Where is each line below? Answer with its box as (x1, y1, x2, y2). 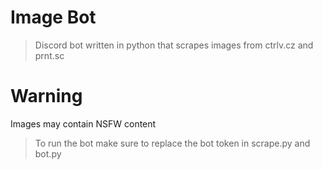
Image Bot (10, 6, 97, 29)
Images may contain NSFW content (10, 117, 157, 130)
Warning (10, 85, 83, 108)
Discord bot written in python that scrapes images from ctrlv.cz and (34, 39, 314, 51)
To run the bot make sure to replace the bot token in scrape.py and (34, 137, 311, 149)
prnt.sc (34, 49, 65, 61)
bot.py (34, 147, 62, 160)
